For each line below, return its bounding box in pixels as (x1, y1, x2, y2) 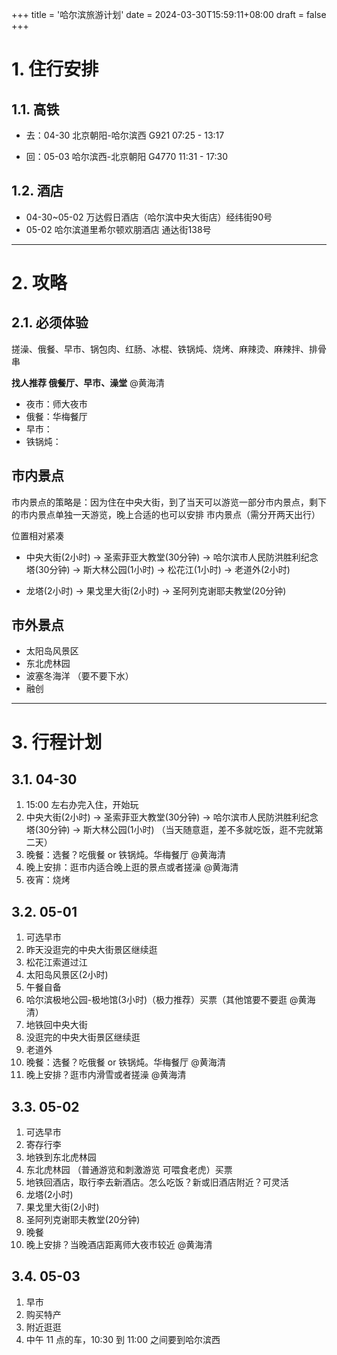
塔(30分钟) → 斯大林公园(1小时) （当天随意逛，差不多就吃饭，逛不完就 (25, 824, 315, 836)
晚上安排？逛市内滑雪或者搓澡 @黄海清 (25, 1069, 187, 1081)
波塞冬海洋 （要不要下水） (25, 670, 134, 682)
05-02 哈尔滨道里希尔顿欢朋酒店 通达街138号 (25, 223, 212, 235)
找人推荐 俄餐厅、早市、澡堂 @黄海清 (11, 376, 165, 388)
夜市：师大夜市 (25, 398, 88, 410)
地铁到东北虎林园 (25, 1151, 97, 1163)
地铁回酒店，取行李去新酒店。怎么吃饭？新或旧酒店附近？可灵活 (25, 1176, 289, 1188)
